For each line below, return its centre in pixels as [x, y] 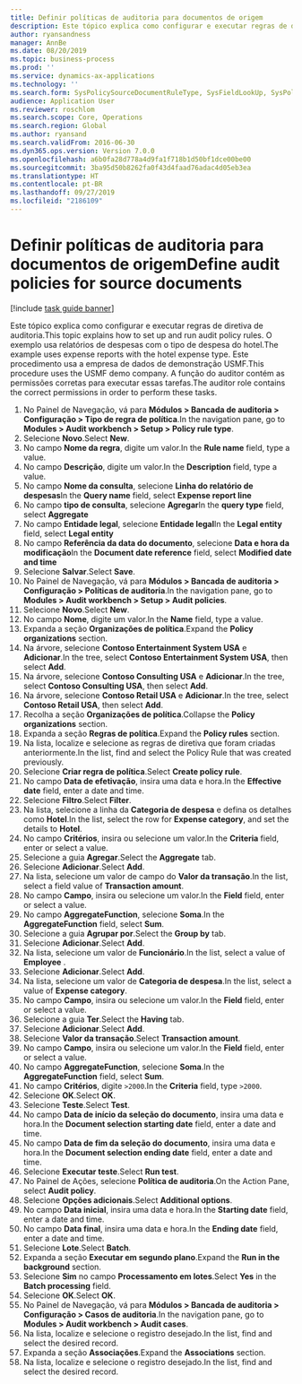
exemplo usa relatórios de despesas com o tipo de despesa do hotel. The [144, 344]
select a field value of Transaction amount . [104, 886]
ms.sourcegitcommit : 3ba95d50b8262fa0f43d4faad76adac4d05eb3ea [131, 168]
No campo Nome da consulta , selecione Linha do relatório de [138, 486]
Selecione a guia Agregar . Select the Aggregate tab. [119, 857]
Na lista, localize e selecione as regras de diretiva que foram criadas [149, 743]
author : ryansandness [51, 34]
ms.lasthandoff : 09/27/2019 [63, 193]
